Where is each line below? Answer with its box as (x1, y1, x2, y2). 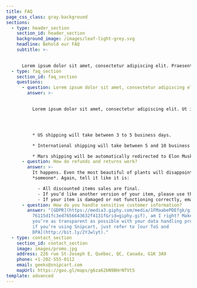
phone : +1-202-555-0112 (16, 256, 75, 263)
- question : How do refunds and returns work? (21, 159, 138, 165)
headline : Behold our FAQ (16, 42, 80, 48)
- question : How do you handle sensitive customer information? (21, 202, 182, 208)
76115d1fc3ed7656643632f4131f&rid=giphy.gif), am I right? (32, 213, 180, 219)
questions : (16, 79, 43, 85)
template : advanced (6, 273, 54, 279)
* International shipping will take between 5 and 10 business (32, 143, 191, 148)
